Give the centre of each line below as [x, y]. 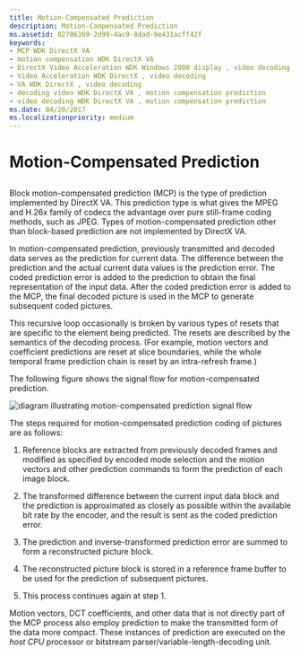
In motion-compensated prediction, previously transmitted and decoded [142, 249]
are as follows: [36, 433]
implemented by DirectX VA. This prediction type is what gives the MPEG [144, 202]
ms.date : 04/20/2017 [48, 109]
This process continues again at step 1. [94, 595]
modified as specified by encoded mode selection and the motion [143, 459]
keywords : [28, 43]
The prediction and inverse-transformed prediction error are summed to [155, 542]
